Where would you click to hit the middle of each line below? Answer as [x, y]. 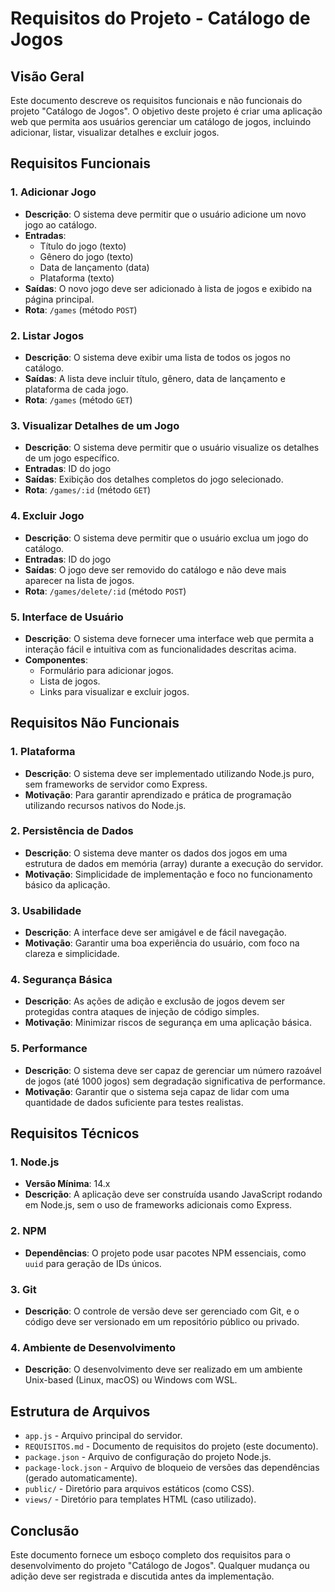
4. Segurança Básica [61, 980]
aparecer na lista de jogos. [79, 580]
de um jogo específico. [72, 458]
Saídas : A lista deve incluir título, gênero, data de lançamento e [155, 378]
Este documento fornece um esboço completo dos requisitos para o [150, 1554]
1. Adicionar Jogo [53, 192]
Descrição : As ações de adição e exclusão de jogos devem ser [155, 1001]
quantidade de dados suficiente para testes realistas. [134, 1102]
